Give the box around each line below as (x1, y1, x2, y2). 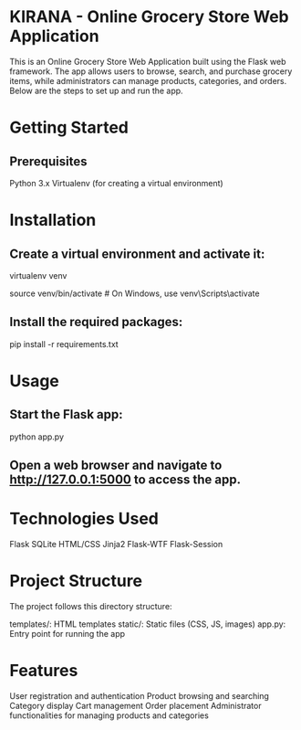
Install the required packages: (9, 314, 183, 330)
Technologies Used (9, 509, 160, 529)
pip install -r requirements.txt (9, 338, 119, 349)
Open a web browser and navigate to (9, 458, 223, 473)
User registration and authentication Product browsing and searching (9, 690, 269, 701)
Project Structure (9, 571, 143, 591)
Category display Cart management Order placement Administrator (9, 700, 262, 711)
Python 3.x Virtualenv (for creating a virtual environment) (9, 177, 223, 188)
